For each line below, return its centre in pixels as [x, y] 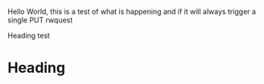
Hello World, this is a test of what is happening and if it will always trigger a [132, 12]
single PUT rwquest [40, 20]
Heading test [29, 36]
